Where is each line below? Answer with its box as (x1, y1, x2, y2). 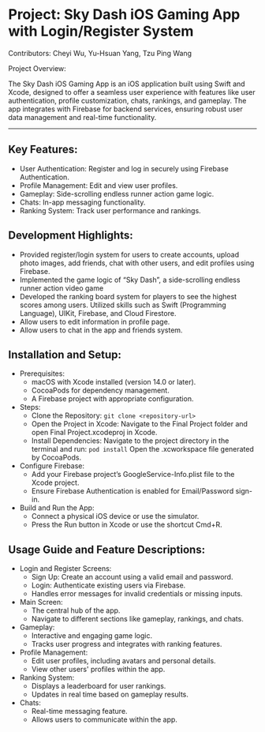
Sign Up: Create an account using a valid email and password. (31, 572, 233, 582)
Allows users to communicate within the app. (31, 715, 177, 724)
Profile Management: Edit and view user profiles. (19, 180, 178, 190)
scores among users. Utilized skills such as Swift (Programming (19, 300, 226, 310)
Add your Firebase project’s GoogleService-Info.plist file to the (31, 470, 235, 479)
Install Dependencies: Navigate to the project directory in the (31, 436, 230, 445)
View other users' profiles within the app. (31, 665, 166, 674)
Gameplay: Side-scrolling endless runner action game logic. (19, 189, 215, 198)
